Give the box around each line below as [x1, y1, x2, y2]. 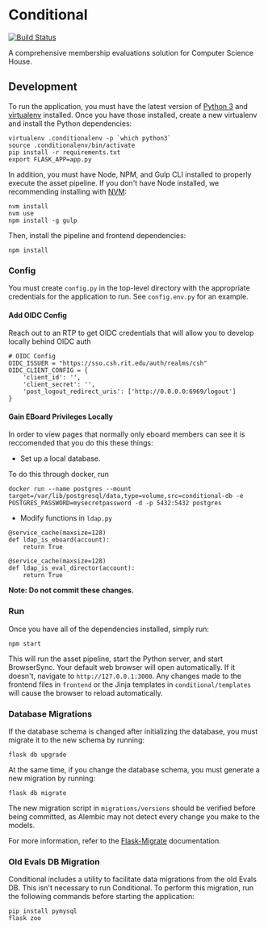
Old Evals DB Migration [8, 856, 100, 867]
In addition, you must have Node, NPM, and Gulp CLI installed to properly [8, 169, 252, 179]
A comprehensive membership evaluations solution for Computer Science [8, 48, 254, 57]
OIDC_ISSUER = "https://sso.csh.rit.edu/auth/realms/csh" [8, 359, 207, 368]
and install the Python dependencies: [8, 119, 132, 128]
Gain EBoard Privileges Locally [8, 412, 114, 421]
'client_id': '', [23, 374, 82, 382]
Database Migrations [8, 708, 93, 719]
